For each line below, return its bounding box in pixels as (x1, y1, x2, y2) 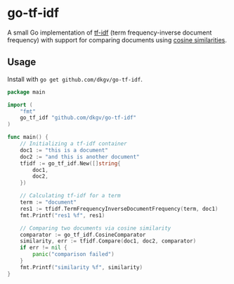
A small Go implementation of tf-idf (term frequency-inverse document (7, 28, 212, 37)
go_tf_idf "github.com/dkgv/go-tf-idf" (20, 114, 137, 121)
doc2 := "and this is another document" (20, 153, 140, 160)
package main (7, 88, 46, 96)
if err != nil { (20, 245, 68, 252)
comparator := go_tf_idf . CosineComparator (20, 231, 146, 238)
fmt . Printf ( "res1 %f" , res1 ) (20, 211, 105, 219)
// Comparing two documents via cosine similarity (20, 224, 171, 232)
